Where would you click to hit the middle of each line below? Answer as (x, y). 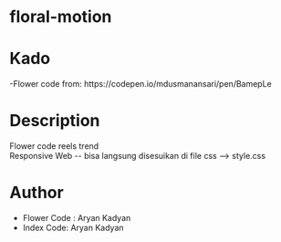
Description (55, 121)
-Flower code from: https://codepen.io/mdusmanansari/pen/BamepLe (140, 84)
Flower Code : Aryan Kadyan (77, 218)
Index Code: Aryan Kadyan (73, 227)
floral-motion (61, 17)
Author (36, 193)
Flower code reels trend (54, 146)
